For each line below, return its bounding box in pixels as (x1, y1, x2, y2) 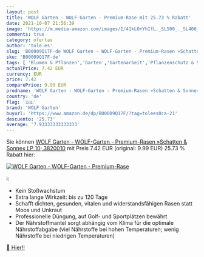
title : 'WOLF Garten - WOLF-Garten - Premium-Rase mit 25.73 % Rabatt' (6, 15, 191, 21)
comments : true (6, 32, 45, 38)
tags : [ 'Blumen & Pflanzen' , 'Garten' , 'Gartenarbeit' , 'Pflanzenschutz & (6, 59, 194, 65)
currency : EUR (6, 71, 42, 77)
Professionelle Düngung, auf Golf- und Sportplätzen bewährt (15, 213, 168, 220)
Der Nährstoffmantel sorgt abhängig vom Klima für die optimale (15, 219, 174, 227)
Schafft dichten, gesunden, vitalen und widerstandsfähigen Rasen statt (15, 200, 193, 207)
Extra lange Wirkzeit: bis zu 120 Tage (15, 193, 108, 201)
